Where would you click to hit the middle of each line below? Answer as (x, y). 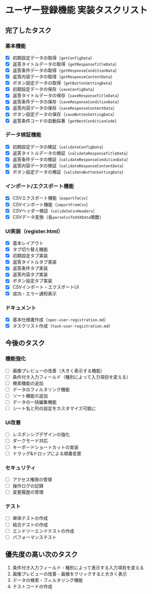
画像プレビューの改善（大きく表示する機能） (59, 370)
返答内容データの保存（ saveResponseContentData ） (65, 108)
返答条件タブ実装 (30, 268)
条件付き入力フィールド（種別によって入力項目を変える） (71, 377)
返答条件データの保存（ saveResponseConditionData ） (67, 102)
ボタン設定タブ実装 (32, 281)
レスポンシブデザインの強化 (41, 434)
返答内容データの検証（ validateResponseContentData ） (69, 166)
